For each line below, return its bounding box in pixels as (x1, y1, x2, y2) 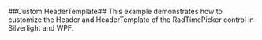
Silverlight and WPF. (8, 24, 74, 32)
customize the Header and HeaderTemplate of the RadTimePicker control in (8, 15, 254, 24)
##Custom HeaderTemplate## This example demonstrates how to (8, 7, 223, 16)
